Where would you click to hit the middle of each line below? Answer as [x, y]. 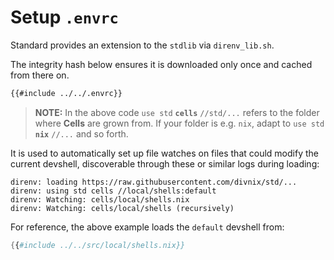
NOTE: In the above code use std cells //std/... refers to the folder [177, 112]
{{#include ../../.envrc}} [66, 93]
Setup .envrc [64, 17]
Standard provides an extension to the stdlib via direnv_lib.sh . [142, 45]
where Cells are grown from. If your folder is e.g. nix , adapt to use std [179, 123]
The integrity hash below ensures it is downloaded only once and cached [161, 64]
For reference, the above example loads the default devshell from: [147, 227]
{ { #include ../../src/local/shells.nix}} [98, 245]
